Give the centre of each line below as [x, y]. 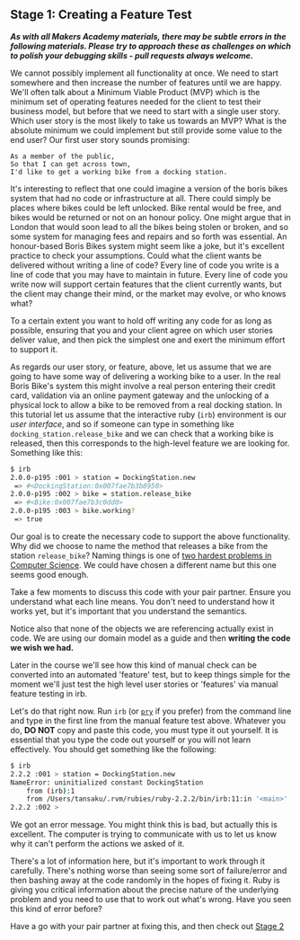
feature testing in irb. [49, 693]
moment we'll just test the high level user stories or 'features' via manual [144, 684]
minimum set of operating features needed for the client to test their [136, 102]
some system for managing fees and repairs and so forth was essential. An [149, 236]
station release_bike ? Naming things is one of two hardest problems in [141, 555]
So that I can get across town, [71, 164]
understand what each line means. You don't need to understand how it [142, 601]
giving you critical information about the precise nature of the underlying [145, 890]
